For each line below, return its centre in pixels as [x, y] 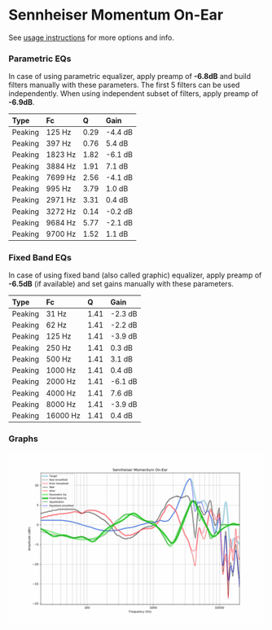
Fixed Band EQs [40, 257]
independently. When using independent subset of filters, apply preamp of [134, 94]
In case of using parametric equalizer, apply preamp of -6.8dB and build [129, 77]
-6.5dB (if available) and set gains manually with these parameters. [121, 284]
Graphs [23, 439]
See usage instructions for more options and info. [92, 37]
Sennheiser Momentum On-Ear [116, 15]
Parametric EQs [40, 59]
